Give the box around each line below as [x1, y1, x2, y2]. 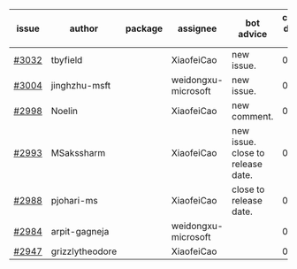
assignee [177, 22, 217, 35]
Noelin [50, 105, 78, 117]
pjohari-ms [50, 195, 99, 206]
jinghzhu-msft [50, 80, 111, 91]
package [125, 22, 164, 35]
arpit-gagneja [50, 226, 110, 237]
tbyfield [50, 54, 83, 65]
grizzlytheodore [50, 245, 118, 257]
